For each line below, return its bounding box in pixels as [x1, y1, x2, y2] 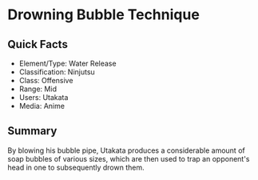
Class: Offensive [18, 76, 73, 85]
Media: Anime [18, 102, 65, 110]
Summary [7, 124, 58, 138]
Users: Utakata [18, 93, 69, 102]
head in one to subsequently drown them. [7, 162, 145, 172]
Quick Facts [7, 38, 69, 51]
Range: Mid [18, 84, 58, 94]
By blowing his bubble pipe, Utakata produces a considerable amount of [7, 146, 245, 155]
